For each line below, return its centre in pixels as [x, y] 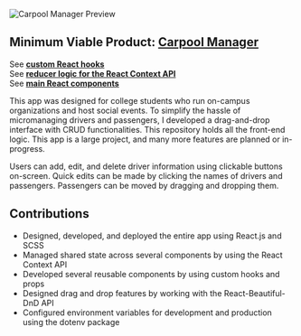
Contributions [49, 214]
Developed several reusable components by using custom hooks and [151, 274]
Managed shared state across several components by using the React [152, 255]
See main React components [64, 83]
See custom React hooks [57, 64]
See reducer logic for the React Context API [93, 73]
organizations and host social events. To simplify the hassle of [125, 110]
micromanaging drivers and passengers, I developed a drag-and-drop [140, 120]
